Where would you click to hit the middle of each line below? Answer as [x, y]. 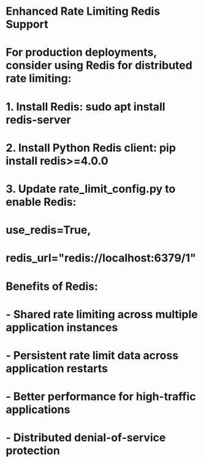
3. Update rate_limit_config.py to [91, 189]
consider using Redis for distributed [99, 65]
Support [27, 24]
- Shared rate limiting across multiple [102, 314]
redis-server [38, 119]
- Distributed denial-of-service [86, 438]
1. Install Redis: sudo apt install [86, 107]
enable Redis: [41, 202]
